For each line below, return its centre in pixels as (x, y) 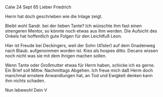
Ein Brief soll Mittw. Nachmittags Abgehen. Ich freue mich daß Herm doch (79, 70)
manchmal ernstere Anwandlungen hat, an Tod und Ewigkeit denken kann (79, 75)
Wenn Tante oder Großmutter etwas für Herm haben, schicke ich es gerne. (80, 65)
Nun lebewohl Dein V (26, 90)
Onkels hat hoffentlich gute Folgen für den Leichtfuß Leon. (64, 36)
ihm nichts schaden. (25, 81)
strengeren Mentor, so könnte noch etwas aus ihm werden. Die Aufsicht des (81, 31)
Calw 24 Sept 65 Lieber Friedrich (38, 7)
